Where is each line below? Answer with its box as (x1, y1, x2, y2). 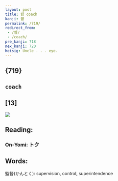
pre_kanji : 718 (5, 39, 36, 44)
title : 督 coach (5, 12, 38, 17)
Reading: (5, 126, 33, 134)
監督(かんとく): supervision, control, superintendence (5, 171, 113, 177)
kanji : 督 (5, 16, 24, 21)
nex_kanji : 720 (5, 44, 36, 49)
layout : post (5, 7, 32, 12)
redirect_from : (5, 26, 36, 30)
